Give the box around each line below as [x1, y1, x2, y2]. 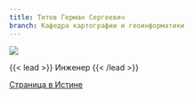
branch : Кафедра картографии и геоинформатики [9, 21, 185, 30]
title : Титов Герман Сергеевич [9, 12, 125, 22]
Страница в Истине [9, 79, 84, 89]
